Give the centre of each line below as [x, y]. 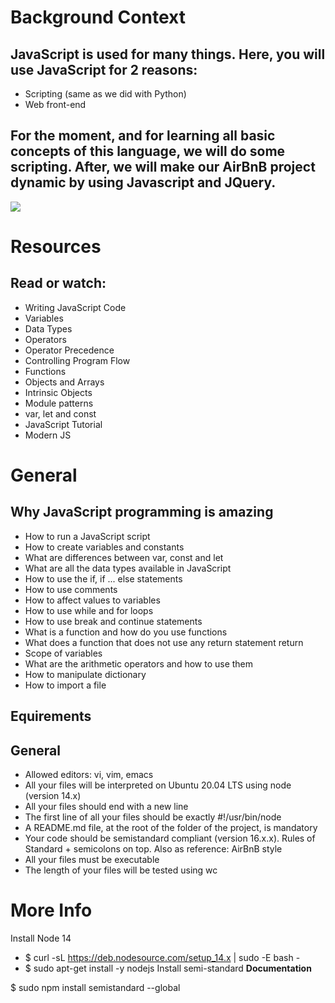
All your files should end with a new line [106, 807]
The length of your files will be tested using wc [121, 870]
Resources [56, 247]
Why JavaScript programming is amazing [142, 512]
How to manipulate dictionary [85, 674]
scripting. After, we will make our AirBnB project [163, 167]
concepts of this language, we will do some [148, 151]
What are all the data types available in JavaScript [128, 568]
